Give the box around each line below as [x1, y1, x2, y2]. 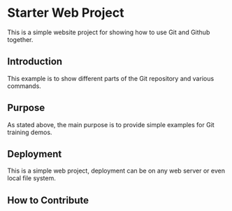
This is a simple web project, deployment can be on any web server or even [7, 166, 226, 175]
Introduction [7, 56, 63, 68]
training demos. [7, 128, 52, 136]
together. [7, 35, 34, 43]
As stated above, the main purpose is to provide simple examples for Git [7, 120, 215, 129]
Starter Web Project [7, 5, 124, 21]
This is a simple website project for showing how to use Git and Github [7, 28, 210, 36]
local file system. [7, 174, 56, 182]
